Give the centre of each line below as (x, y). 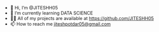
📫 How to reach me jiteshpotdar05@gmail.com (61, 24)
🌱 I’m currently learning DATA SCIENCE (52, 13)
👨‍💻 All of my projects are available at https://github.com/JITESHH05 (82, 18)
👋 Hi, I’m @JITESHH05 (34, 8)
